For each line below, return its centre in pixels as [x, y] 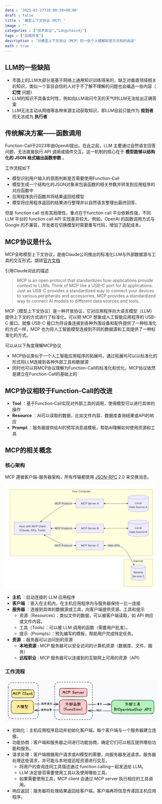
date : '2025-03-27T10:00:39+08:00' [42, 10]
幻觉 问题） [23, 92]
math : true [17, 46]
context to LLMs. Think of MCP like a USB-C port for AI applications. [85, 285]
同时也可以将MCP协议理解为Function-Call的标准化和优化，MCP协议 [80, 368]
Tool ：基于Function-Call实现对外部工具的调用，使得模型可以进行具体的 [83, 403]
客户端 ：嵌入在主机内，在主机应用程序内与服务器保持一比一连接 [76, 603]
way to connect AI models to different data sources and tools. [78, 301]
